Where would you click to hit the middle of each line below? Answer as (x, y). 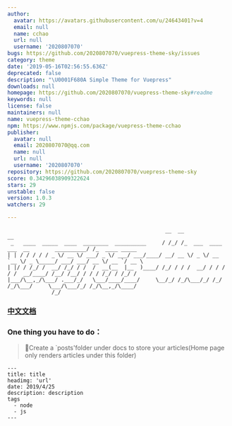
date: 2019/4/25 (31, 387)
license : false (30, 106)
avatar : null (33, 139)
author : (19, 14)
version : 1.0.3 (30, 198)
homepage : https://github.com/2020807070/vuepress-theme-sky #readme (110, 93)
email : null (31, 27)
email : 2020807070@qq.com (52, 146)
